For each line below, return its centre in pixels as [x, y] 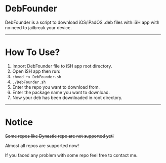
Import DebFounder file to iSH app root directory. [62, 66]
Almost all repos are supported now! [42, 145]
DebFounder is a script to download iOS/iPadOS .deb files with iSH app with [82, 22]
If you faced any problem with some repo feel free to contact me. [71, 155]
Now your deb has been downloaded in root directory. [67, 98]
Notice [19, 122]
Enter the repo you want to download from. [56, 87]
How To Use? [33, 52]
